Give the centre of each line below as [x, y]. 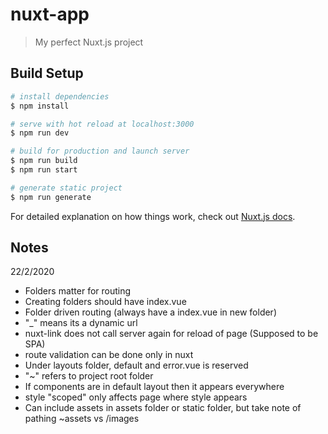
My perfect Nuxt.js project [89, 42]
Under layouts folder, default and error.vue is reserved [136, 365]
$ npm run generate [51, 197]
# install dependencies [60, 96]
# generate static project [66, 188]
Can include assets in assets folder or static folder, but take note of [163, 408]
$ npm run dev [40, 133]
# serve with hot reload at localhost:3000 [102, 124]
